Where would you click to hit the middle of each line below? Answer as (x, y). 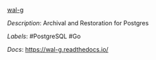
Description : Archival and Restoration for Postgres (78, 23)
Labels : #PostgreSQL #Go (44, 36)
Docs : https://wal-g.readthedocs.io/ (58, 49)
